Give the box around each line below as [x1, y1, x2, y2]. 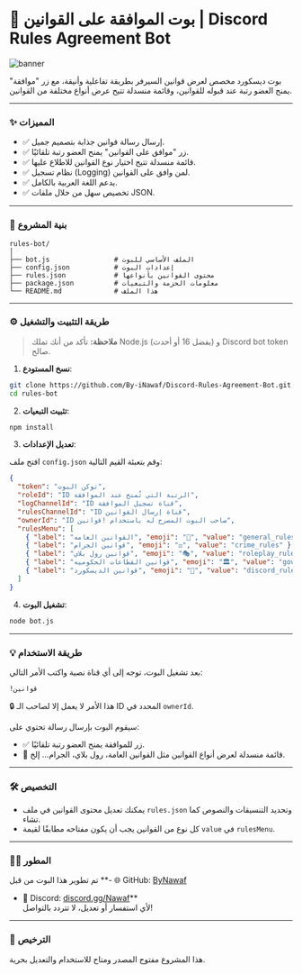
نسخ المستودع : [22, 363, 73, 374]
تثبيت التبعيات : [22, 405, 70, 416]
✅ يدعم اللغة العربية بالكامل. [22, 177, 119, 188]
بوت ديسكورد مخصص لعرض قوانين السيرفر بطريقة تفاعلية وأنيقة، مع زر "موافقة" [9, 75, 282, 86]
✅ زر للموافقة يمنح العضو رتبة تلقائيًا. [22, 739, 146, 750]
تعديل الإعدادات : [22, 439, 76, 450]
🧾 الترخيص [9, 933, 51, 946]
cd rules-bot [9, 388, 58, 398]
